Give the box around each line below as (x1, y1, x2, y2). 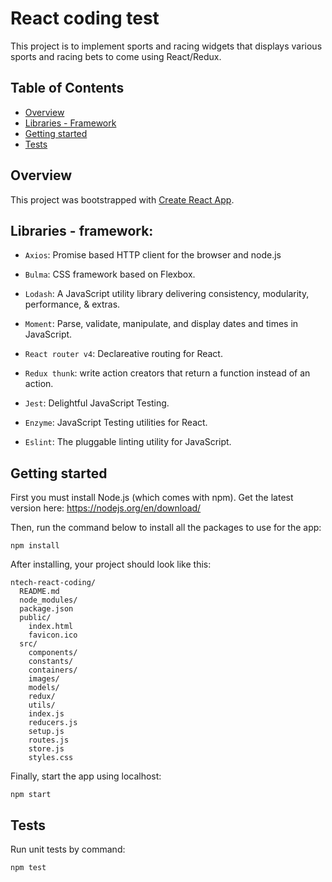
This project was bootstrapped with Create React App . (10, 193, 235, 206)
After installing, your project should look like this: (10, 558, 212, 571)
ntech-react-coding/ (10, 578, 97, 588)
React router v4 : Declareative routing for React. (24, 348, 223, 360)
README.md (19, 587, 60, 597)
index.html (28, 622, 74, 632)
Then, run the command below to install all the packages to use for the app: (10, 522, 322, 534)
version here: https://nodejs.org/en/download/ (10, 502, 202, 514)
